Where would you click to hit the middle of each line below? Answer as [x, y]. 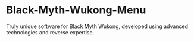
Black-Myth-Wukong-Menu [76, 10]
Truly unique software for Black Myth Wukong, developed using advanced [97, 26]
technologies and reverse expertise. [50, 32]
